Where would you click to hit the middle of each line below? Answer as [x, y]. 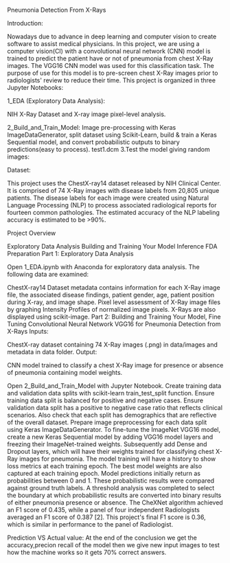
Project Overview [32, 233]
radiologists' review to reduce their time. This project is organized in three [112, 80]
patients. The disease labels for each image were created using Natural [108, 198]
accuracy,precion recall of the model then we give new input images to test [113, 545]
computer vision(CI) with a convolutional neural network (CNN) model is [109, 51]
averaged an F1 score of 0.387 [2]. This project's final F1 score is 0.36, [106, 517]
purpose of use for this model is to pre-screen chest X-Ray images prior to [113, 73]
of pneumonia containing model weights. [65, 372]
